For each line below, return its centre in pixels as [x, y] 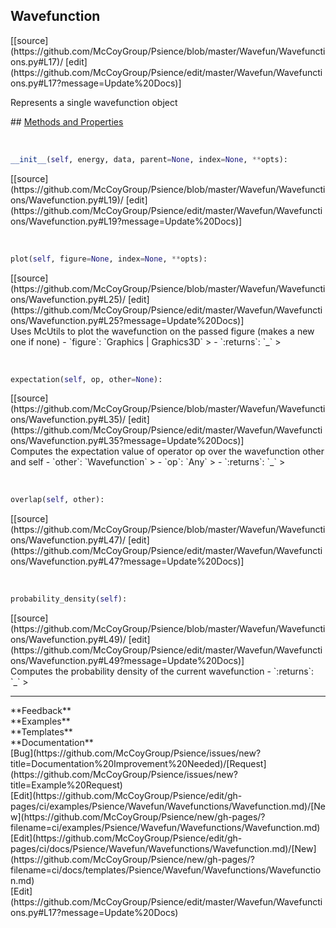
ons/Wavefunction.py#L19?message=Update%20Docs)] [126, 221]
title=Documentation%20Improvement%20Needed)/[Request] [138, 764]
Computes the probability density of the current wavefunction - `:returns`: [162, 671]
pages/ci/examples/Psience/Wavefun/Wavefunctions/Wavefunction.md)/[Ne [168, 806]
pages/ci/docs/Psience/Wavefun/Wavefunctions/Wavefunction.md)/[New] [163, 849]
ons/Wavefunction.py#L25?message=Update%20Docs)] [127, 320]
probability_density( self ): [69, 599]
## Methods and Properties [67, 121]
